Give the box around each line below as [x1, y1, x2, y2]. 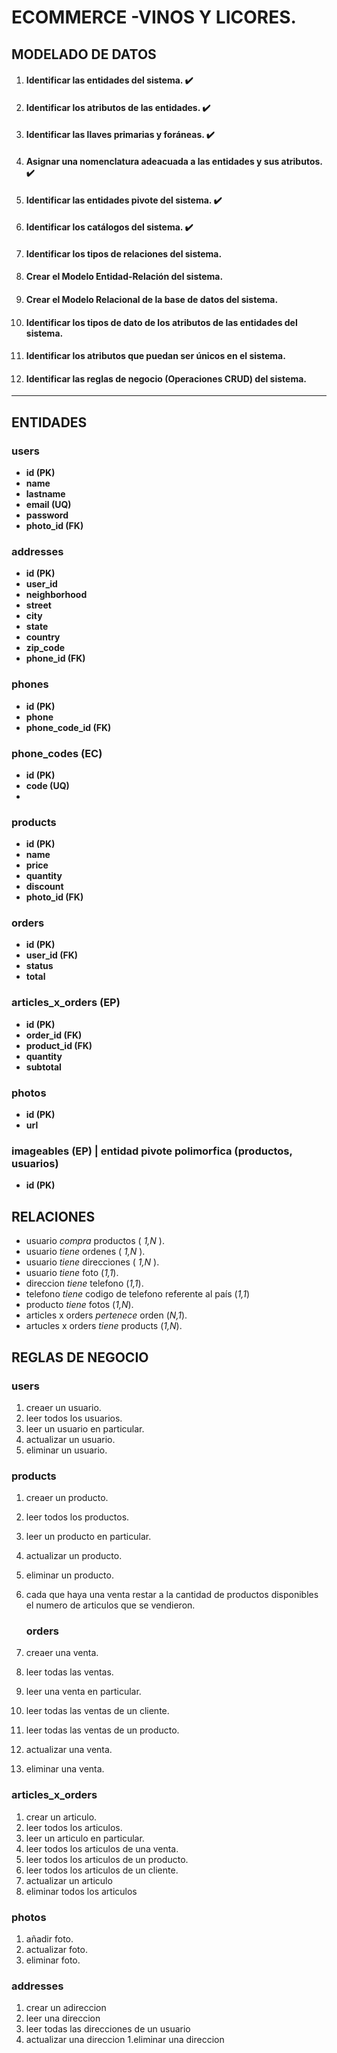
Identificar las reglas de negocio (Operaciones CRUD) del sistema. [25, 372, 307, 385]
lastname [25, 488, 66, 500]
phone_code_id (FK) [25, 721, 112, 733]
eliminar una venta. [25, 1763, 105, 1775]
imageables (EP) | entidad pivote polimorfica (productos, [11, 1144, 293, 1158]
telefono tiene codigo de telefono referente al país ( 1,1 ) [25, 1288, 250, 1300]
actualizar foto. [25, 1944, 88, 1956]
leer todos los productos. [25, 1511, 130, 1523]
